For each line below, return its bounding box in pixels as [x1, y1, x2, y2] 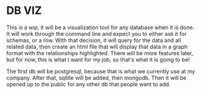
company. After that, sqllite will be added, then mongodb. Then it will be [6, 74, 187, 81]
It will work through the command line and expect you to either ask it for [6, 30, 187, 37]
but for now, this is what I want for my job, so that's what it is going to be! [6, 56, 190, 63]
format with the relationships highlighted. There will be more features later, [6, 49, 194, 56]
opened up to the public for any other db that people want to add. [6, 80, 171, 88]
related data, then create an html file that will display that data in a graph [6, 43, 188, 50]
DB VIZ [6, 4, 42, 18]
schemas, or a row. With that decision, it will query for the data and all [6, 36, 182, 44]
